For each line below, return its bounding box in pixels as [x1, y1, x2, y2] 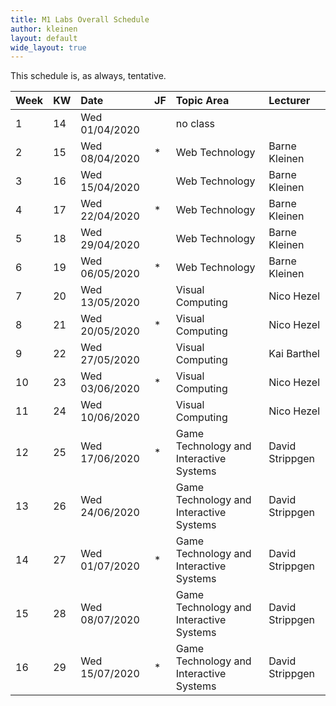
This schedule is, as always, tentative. [10, 70, 167, 82]
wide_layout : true [10, 42, 87, 53]
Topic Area [175, 94, 230, 108]
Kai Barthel [268, 347, 320, 361]
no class [175, 117, 216, 131]
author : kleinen [10, 24, 78, 34]
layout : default [10, 33, 78, 43]
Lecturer [268, 94, 311, 108]
